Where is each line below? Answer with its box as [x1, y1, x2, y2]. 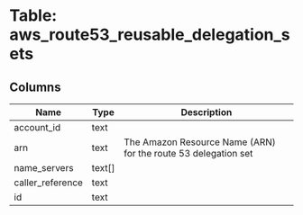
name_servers [14, 162, 74, 174]
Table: [9, 5, 58, 26]
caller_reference [14, 176, 84, 189]
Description [180, 106, 233, 118]
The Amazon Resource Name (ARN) [123, 136, 277, 148]
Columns [9, 79, 61, 94]
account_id [14, 121, 61, 133]
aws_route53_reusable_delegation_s [9, 24, 290, 45]
